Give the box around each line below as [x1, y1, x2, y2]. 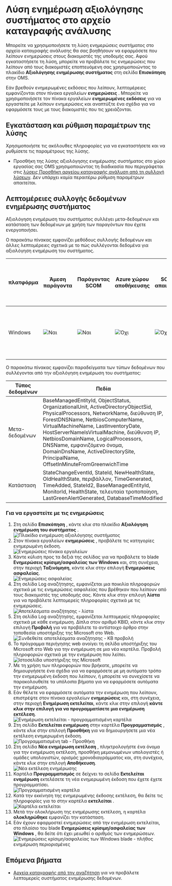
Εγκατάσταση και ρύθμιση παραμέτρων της [6, 121, 151, 130]
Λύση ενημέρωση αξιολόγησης [6, 4, 143, 15]
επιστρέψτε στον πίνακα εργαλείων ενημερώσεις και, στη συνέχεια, [13, 695, 161, 701]
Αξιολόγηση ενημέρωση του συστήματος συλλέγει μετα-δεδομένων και [6, 216, 159, 222]
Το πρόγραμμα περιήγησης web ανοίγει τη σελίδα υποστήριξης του [13, 641, 157, 647]
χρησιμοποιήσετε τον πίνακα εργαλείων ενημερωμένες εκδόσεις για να [6, 95, 161, 102]
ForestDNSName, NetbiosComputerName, [43, 416, 144, 423]
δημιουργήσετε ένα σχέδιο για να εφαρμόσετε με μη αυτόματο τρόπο [13, 668, 161, 674]
